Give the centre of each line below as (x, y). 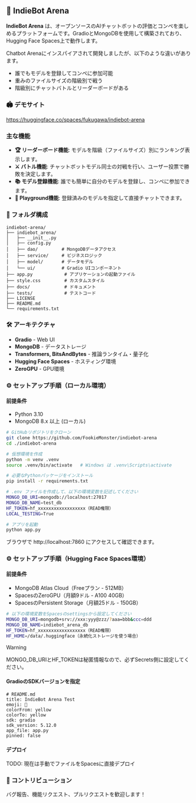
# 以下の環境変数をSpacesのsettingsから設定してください (69, 614)
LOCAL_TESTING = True (30, 514)
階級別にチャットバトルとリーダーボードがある (72, 88)
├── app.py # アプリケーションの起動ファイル (71, 274)
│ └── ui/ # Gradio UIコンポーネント (64, 268)
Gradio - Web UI (35, 340)
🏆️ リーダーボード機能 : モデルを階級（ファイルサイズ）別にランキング (99, 150)
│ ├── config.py (29, 243)
